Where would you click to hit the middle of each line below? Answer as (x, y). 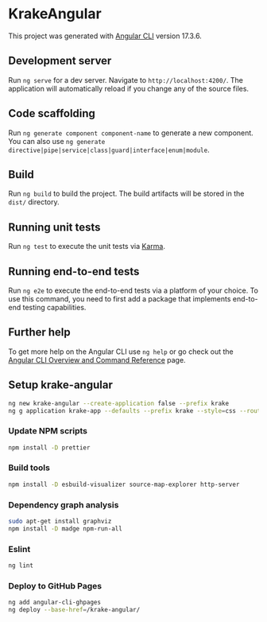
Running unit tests (54, 227)
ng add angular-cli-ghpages (55, 603)
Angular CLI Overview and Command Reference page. (97, 360)
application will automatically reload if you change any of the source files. (128, 88)
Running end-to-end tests (74, 271)
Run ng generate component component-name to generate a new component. (131, 133)
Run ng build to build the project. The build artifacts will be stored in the (126, 194)
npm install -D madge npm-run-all (66, 529)
